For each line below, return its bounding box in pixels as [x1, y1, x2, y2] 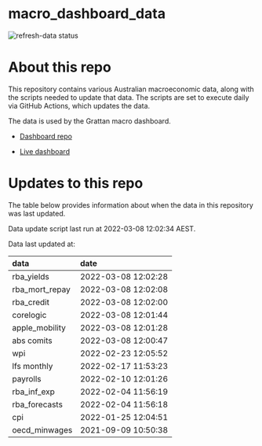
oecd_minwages [12, 424, 73, 435]
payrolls [12, 373, 42, 384]
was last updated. [8, 208, 66, 218]
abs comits [12, 335, 53, 346]
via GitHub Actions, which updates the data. [8, 101, 151, 110]
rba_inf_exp [12, 386, 55, 397]
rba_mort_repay [12, 284, 71, 295]
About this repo [8, 58, 111, 76]
